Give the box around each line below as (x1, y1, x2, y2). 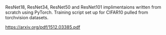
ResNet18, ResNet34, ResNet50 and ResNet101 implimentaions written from (5, 4, 161, 10)
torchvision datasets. (5, 15, 49, 20)
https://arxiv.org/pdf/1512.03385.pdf (5, 24, 80, 30)
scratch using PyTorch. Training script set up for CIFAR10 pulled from (5, 9, 148, 15)
